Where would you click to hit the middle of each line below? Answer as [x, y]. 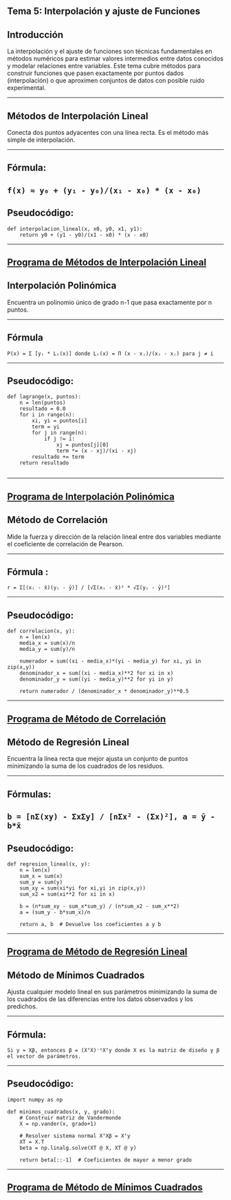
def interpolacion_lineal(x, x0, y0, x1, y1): [75, 229]
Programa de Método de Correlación [87, 719]
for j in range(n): [60, 433]
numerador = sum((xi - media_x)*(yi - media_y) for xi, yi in [110, 661]
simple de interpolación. [41, 140]
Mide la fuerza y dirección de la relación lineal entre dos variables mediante [114, 537]
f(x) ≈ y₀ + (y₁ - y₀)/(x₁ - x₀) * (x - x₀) [104, 190]
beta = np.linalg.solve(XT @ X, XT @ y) [78, 1148]
